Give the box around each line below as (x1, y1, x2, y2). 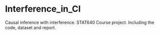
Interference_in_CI (5, 3, 81, 15)
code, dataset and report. (5, 24, 56, 30)
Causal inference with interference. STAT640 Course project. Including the (5, 19, 155, 25)
